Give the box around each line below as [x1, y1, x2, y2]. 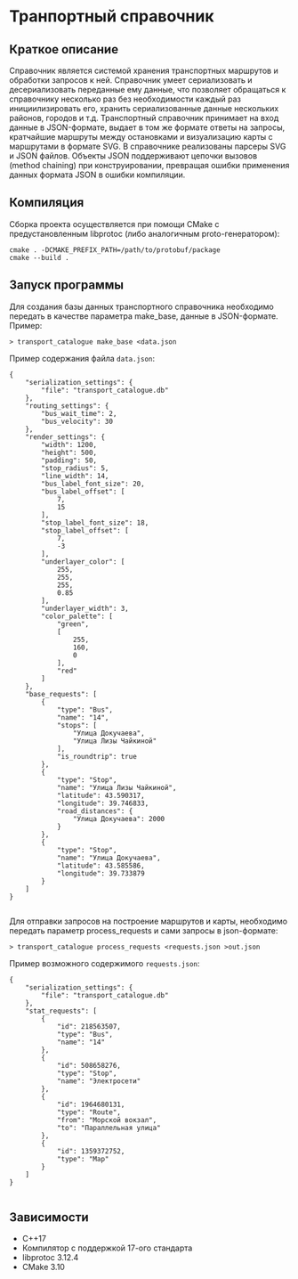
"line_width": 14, [41, 471, 109, 480]
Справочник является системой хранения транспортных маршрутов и [9, 65, 278, 76]
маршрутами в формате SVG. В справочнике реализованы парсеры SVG [9, 141, 286, 151]
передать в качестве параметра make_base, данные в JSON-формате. [9, 310, 278, 322]
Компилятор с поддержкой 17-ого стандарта [21, 1242, 193, 1253]
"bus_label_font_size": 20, [41, 479, 145, 488]
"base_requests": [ [25, 689, 98, 698]
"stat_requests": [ [25, 1006, 98, 1015]
